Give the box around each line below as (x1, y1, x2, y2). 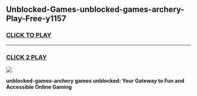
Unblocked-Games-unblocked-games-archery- (6, 5, 185, 15)
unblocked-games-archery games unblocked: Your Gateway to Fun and (6, 77, 185, 84)
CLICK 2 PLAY (6, 53, 47, 61)
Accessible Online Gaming (6, 83, 72, 90)
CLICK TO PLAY (6, 31, 52, 40)
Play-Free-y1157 (6, 14, 66, 24)
